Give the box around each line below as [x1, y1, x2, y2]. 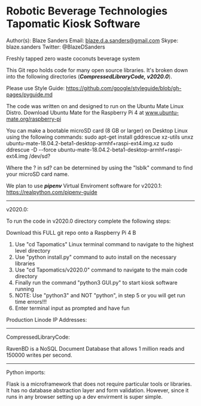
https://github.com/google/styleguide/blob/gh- [65, 84, 182, 91]
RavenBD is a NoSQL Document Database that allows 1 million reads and [6, 345, 185, 352]
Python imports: [6, 368, 46, 376]
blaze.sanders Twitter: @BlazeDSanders [6, 43, 106, 50]
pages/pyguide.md [6, 91, 53, 98]
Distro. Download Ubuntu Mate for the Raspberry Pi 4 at [6, 109, 144, 116]
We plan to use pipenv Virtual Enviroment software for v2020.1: [6, 182, 163, 189]
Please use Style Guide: [6, 84, 65, 91]
